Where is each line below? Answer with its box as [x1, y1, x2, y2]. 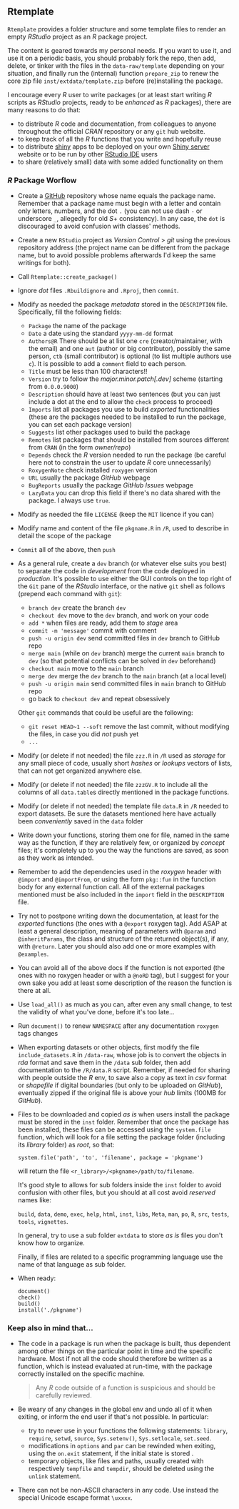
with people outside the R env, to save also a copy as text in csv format [17, 1074, 227, 1082]
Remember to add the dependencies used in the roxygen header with [17, 868, 222, 876]
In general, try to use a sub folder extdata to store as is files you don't [17, 1231, 223, 1240]
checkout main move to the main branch [28, 664, 144, 673]
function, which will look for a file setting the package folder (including [17, 1133, 225, 1142]
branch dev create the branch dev [28, 603, 126, 612]
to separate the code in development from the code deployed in [17, 567, 205, 575]
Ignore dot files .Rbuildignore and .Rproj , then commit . [17, 286, 179, 295]
